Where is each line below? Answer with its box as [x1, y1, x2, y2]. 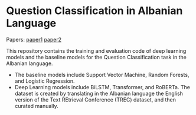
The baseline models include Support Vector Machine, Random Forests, [14, 71, 190, 78]
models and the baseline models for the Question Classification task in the [6, 53, 187, 60]
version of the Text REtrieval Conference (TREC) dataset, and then [14, 96, 176, 103]
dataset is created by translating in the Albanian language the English [14, 90, 183, 97]
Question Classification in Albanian [6, 4, 183, 18]
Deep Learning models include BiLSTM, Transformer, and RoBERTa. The [14, 83, 191, 90]
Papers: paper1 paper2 [6, 36, 62, 43]
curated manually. [14, 102, 58, 109]
